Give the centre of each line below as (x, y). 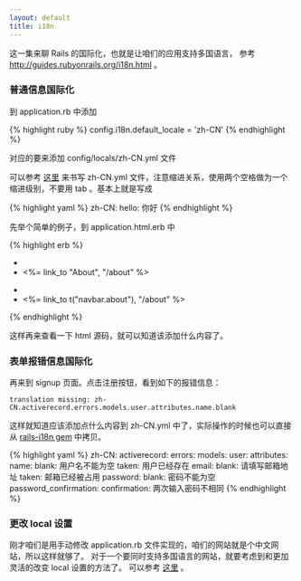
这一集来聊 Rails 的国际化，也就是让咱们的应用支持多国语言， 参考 (132, 53)
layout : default (40, 18)
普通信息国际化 (42, 90)
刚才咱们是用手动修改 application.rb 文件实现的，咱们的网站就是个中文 (140, 545)
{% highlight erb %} (47, 244)
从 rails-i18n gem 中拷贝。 (58, 437)
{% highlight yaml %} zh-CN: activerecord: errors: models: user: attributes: (149, 455)
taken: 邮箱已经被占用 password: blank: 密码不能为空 (118, 477)
